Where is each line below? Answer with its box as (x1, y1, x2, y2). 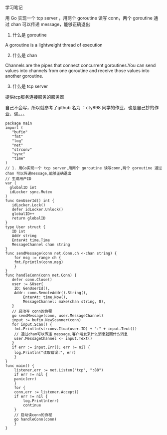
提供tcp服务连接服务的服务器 (5, 94, 65, 100)
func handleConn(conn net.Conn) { (5, 273, 77, 278)
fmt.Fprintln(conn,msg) (14, 260, 64, 265)
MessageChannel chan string (11, 242, 70, 247)
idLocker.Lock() (11, 202, 46, 207)
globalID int (9, 185, 37, 190)
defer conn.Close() (11, 277, 52, 282)
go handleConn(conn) (14, 417, 57, 422)
